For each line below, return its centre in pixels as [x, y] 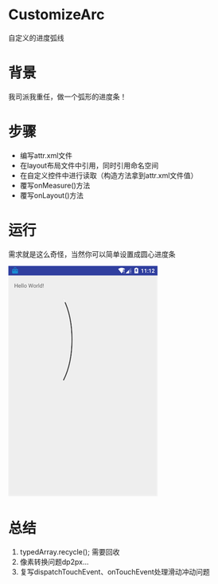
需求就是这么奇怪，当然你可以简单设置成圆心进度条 [92, 254]
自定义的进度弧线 [36, 37]
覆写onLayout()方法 [52, 195]
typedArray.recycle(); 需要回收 [70, 551]
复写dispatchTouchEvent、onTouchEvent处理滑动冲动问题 [115, 571]
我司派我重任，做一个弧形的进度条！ [68, 97]
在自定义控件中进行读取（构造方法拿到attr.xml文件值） [109, 175]
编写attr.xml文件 [46, 155]
